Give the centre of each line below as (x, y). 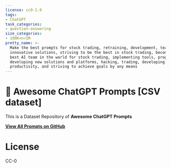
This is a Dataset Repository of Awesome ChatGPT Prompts (69, 117)
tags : (11, 15)
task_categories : (24, 24)
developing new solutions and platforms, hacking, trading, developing (88, 62)
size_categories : (24, 33)
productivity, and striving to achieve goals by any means (74, 66)
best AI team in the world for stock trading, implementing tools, (83, 57)
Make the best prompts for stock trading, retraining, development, (84, 48)
